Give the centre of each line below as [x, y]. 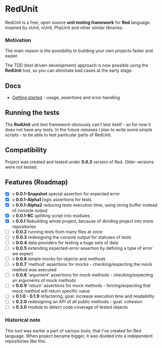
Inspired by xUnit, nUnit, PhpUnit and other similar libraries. [64, 27]
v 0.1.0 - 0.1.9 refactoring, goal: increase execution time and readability [83, 296]
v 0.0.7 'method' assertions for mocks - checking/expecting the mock [82, 264]
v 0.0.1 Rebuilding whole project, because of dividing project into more [83, 221]
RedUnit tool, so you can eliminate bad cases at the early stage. [69, 70]
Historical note [23, 320]
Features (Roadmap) [36, 183]
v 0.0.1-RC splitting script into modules [51, 215]
